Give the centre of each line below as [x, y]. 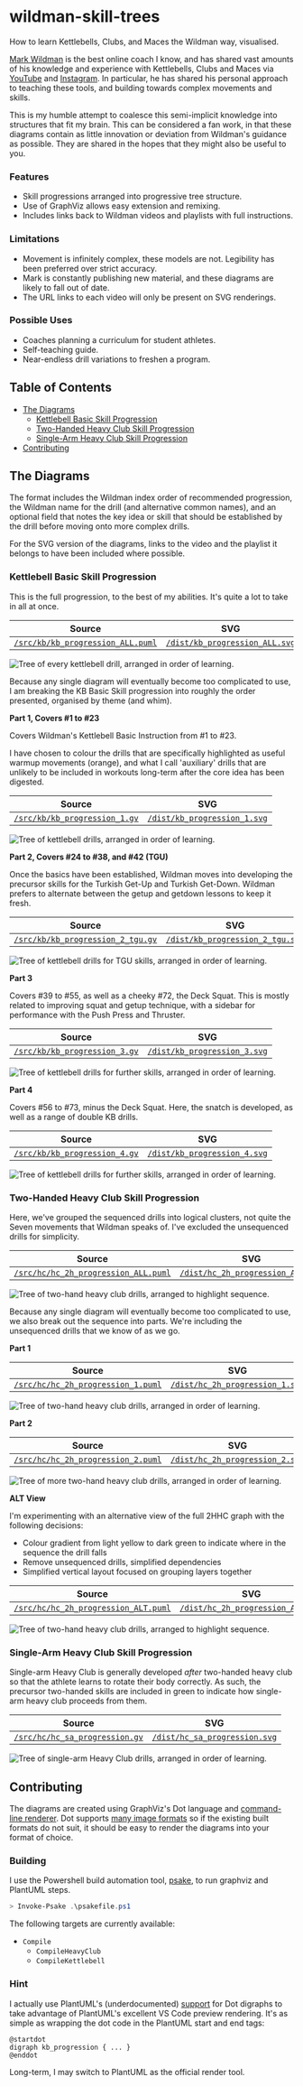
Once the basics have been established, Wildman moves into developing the [151, 874]
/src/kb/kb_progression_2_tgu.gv [86, 939]
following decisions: [46, 1525]
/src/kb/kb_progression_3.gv [76, 1051]
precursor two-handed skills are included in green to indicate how [132, 1692]
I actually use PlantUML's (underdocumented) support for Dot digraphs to [146, 2003]
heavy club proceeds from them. [86, 1701]
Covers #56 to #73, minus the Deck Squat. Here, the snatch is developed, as [151, 1107]
